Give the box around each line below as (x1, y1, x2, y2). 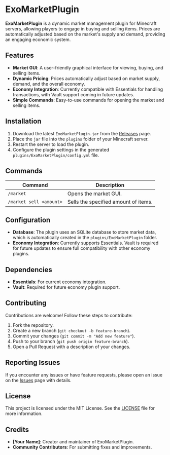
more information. (5, 410, 43, 416)
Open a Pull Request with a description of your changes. (12, 344, 131, 350)
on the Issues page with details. (5, 377, 72, 383)
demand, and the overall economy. (12, 81, 85, 87)
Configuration (5, 215, 51, 224)
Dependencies (5, 265, 52, 274)
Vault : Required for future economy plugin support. (12, 284, 120, 290)
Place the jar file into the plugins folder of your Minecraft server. (12, 136, 149, 142)
